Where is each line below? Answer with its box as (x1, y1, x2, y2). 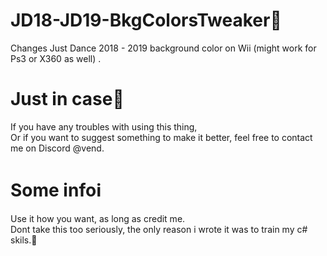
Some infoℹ (10, 179, 102, 202)
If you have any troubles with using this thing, (10, 120, 198, 133)
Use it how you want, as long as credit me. (10, 212, 186, 224)
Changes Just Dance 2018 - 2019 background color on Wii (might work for (10, 42, 317, 54)
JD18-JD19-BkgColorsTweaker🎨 (10, 9, 282, 32)
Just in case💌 (10, 88, 125, 111)
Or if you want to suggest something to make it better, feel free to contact (10, 131, 313, 143)
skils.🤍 (10, 234, 38, 246)
